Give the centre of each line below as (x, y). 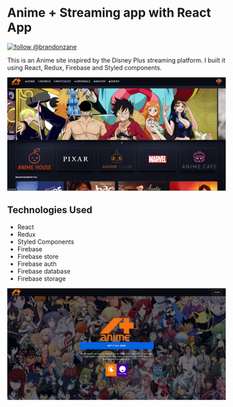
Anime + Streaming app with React (109, 13)
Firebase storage (41, 279)
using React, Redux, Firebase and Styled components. (85, 67)
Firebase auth (37, 264)
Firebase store (38, 256)
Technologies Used (50, 210)
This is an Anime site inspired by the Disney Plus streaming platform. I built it (116, 60)
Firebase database (44, 271)
